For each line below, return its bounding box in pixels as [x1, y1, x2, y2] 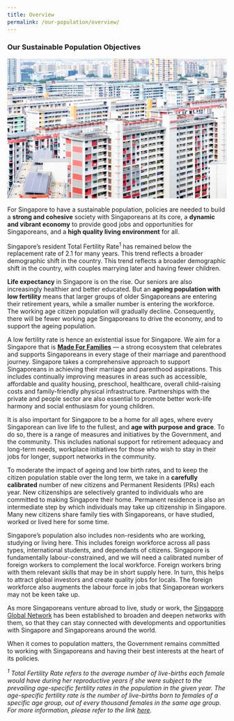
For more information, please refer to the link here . [7, 706, 152, 715]
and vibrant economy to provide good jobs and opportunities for [7, 220, 194, 228]
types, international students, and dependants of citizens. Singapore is [7, 546, 210, 555]
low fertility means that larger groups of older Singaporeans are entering [7, 292, 217, 301]
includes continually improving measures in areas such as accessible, [7, 372, 208, 381]
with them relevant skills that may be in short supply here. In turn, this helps [7, 568, 224, 577]
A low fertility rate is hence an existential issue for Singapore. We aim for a [7, 335, 221, 344]
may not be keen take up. [7, 590, 80, 599]
